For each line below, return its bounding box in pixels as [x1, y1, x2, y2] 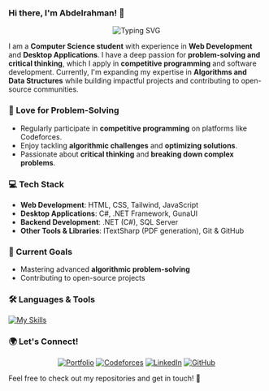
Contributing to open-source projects [20, 273, 145, 283]
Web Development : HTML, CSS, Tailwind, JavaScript [20, 200, 199, 209]
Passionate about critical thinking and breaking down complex [20, 149, 234, 159]
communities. [33, 84, 79, 94]
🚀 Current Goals [8, 246, 73, 257]
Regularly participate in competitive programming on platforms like [20, 123, 248, 133]
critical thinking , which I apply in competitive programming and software [8, 58, 258, 68]
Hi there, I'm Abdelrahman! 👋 [8, 7, 125, 19]
